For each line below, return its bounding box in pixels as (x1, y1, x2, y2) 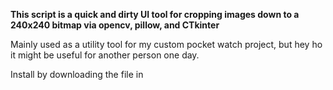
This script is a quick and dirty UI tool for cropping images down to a (10, 9, 300, 20)
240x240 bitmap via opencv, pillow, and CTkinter (10, 19, 220, 31)
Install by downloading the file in (10, 69, 144, 80)
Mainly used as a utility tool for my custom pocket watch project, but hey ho (10, 39, 323, 50)
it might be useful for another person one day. (10, 49, 200, 61)
